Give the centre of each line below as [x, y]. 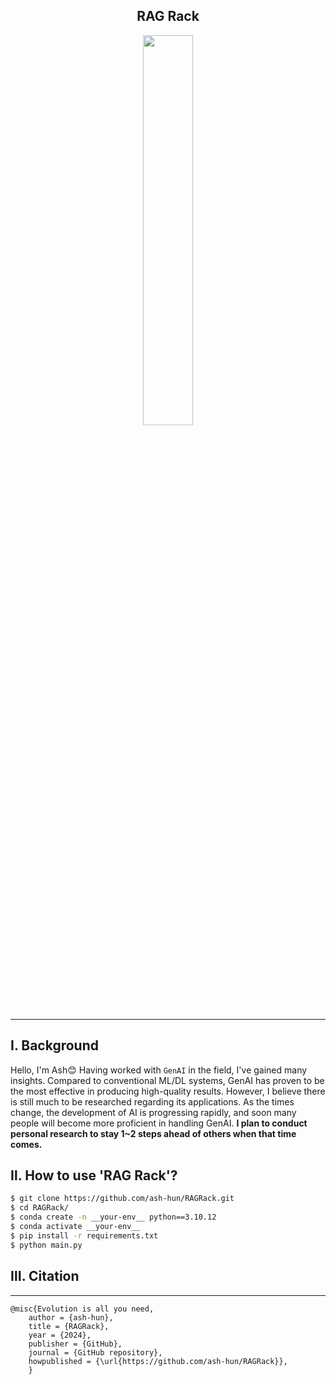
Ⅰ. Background [54, 1045]
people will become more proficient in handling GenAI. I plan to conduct [159, 1123]
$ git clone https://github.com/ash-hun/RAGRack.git [122, 1199]
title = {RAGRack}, [69, 1326]
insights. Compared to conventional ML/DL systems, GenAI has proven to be [167, 1080]
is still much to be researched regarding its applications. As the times [152, 1101]
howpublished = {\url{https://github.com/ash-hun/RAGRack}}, [158, 1361]
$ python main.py [46, 1245]
